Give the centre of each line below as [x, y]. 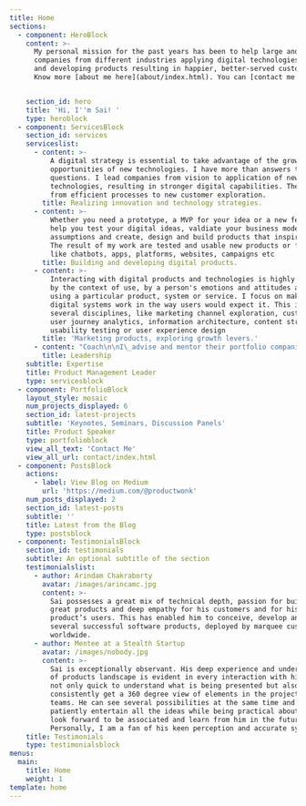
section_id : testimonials [75, 551]
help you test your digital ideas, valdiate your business [164, 229]
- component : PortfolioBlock [73, 389]
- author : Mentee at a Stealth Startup [109, 643]
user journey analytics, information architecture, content [166, 321]
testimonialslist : [61, 567]
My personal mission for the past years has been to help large [158, 52]
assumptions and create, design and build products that [160, 237]
